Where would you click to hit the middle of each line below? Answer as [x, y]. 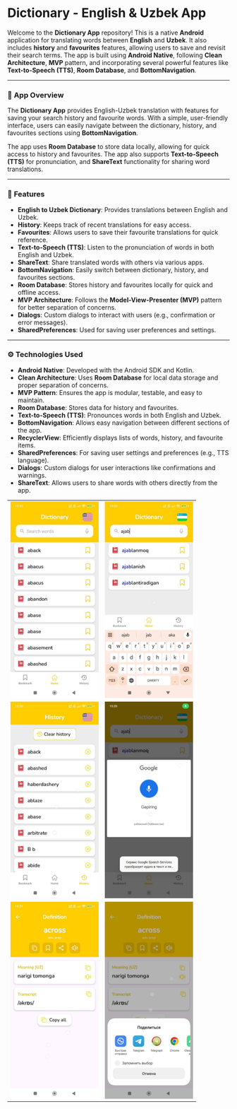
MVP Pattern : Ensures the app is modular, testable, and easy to [110, 392]
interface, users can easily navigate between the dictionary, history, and [112, 126]
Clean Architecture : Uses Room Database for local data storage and [118, 377]
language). [33, 460]
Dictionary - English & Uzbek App [107, 13]
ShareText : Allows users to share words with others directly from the [117, 483]
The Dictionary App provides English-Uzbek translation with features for [113, 110]
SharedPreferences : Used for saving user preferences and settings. [117, 329]
